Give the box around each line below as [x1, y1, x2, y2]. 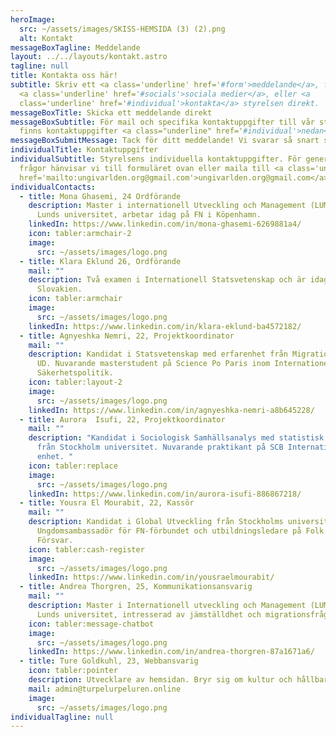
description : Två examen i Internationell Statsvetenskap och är [28, 275, 307, 285]
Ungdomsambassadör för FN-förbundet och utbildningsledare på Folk [36, 526, 325, 536]
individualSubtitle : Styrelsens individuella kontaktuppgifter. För [10, 154, 302, 164]
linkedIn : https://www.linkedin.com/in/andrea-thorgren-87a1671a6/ [28, 647, 315, 657]
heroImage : [10, 14, 56, 25]
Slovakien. [36, 284, 83, 295]
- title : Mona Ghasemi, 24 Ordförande [19, 191, 182, 201]
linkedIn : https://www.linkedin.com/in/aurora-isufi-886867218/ [28, 489, 302, 499]
